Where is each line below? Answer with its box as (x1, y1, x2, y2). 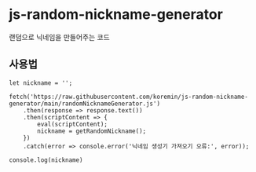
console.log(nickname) (9, 156, 83, 164)
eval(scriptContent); (37, 120, 108, 128)
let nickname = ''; (9, 79, 73, 87)
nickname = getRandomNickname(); (37, 127, 147, 135)
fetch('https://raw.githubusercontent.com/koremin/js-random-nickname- (9, 93, 248, 101)
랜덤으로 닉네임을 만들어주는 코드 (9, 32, 111, 42)
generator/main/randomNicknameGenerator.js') (9, 100, 160, 108)
